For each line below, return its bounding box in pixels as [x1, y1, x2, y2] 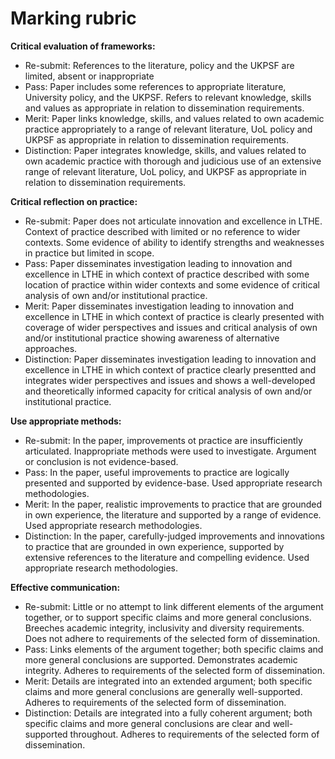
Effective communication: [10, 581, 121, 593]
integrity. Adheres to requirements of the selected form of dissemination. [24, 664, 326, 676]
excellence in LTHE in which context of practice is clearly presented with [24, 310, 325, 322]
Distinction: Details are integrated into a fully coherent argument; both [24, 707, 313, 719]
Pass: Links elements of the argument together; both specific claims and [24, 643, 324, 655]
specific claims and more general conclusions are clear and [24, 717, 271, 729]
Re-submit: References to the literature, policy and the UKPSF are [24, 59, 295, 71]
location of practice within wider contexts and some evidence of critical [24, 278, 320, 291]
